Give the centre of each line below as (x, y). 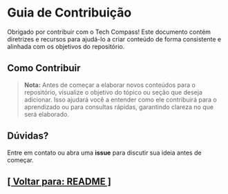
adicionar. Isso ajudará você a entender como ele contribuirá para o (120, 99)
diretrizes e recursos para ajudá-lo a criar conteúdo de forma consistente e (114, 39)
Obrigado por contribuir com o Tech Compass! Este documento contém (109, 32)
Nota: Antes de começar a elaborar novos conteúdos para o (110, 85)
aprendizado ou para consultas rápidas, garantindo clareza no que (119, 107)
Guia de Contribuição (69, 13)
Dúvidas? (28, 136)
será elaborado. (46, 114)
